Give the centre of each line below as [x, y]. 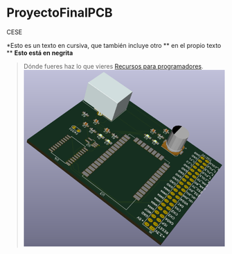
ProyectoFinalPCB [60, 13]
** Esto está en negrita [40, 53]
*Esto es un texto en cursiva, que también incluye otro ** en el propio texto [114, 45]
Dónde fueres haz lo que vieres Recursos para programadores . [113, 66]
